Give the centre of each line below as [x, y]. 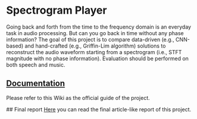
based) [15, 46]
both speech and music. [36, 65]
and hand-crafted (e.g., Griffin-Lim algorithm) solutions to [95, 46]
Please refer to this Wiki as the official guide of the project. [78, 98]
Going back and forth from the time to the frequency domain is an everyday [99, 27]
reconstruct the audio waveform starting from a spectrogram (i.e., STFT [94, 52]
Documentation [36, 84]
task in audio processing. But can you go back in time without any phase [95, 33]
